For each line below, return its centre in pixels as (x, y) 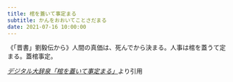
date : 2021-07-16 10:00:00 (47, 27)
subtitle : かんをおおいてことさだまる (57, 20)
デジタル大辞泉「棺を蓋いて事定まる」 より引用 (75, 71)
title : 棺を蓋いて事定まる (42, 14)
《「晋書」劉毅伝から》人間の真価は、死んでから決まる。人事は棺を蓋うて (114, 48)
